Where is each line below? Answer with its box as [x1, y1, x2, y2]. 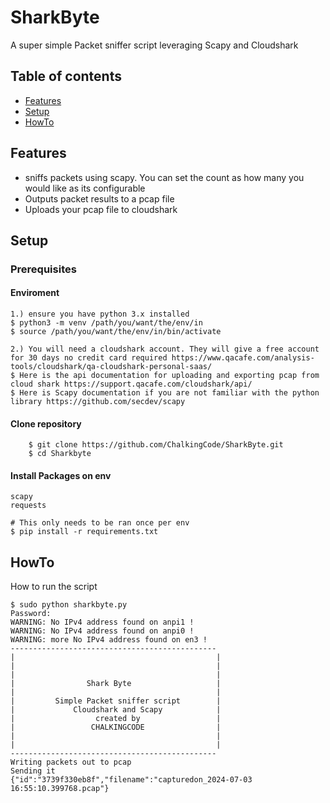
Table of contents [10, 68, 122, 85]
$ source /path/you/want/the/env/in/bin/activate [10, 327, 222, 337]
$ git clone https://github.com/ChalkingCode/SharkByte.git [28, 440, 284, 450]
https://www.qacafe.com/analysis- [171, 353, 315, 363]
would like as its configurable [24, 182, 146, 194]
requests [10, 501, 47, 511]
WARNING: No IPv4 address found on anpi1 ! [10, 617, 195, 628]
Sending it [10, 766, 56, 776]
